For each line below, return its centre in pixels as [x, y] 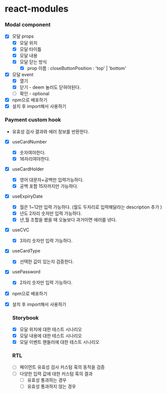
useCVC [21, 230]
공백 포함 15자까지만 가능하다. [49, 186]
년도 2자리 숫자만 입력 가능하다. [51, 213]
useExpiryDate [27, 196]
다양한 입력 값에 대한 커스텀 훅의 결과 [56, 374]
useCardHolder [28, 169]
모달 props [23, 37]
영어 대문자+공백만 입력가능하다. [52, 180]
